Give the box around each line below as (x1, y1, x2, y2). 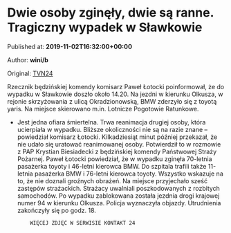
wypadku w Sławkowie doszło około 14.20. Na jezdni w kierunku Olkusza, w (7, 90, 223, 98)
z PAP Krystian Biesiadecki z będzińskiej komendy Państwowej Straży (17, 147, 217, 156)
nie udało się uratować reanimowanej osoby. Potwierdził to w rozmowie (17, 140, 221, 148)
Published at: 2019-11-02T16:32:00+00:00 (7, 42, 133, 50)
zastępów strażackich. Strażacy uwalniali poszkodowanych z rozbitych (17, 184, 220, 192)
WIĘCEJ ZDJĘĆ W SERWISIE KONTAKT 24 (30, 219, 136, 226)
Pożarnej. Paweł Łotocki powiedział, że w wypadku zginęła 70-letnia (17, 154, 212, 163)
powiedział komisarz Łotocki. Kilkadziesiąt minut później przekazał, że (17, 133, 218, 141)
